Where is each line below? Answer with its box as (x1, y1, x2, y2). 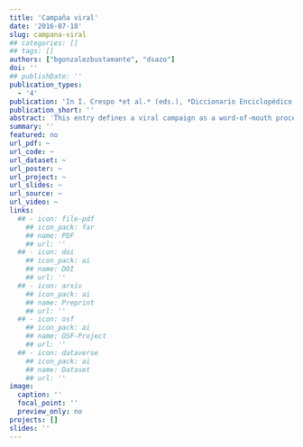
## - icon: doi (17, 248, 75, 257)
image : (9, 382, 34, 391)
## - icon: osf (17, 315, 75, 324)
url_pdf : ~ (9, 139, 50, 148)
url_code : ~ (9, 147, 54, 156)
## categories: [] (9, 38, 78, 48)
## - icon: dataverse (17, 348, 99, 357)
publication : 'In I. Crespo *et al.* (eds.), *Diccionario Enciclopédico (9, 96, 293, 106)
